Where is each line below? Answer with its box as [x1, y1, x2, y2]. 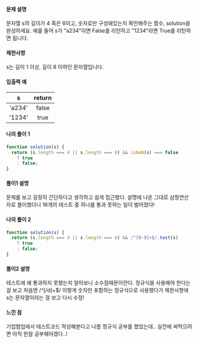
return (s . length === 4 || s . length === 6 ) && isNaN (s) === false [11, 149, 178, 155]
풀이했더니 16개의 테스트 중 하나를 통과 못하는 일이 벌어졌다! [17, 201, 155, 209]
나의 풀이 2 [6, 216, 31, 223]
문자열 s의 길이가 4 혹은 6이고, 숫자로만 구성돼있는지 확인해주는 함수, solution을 [6, 20, 191, 27]
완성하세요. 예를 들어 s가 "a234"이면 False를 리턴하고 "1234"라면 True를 [6, 27, 176, 34]
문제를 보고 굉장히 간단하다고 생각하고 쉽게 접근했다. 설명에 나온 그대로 [6, 194, 168, 201]
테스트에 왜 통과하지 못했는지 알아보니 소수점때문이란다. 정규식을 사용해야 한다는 [6, 279, 191, 287]
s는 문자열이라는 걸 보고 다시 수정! [6, 294, 85, 302]
